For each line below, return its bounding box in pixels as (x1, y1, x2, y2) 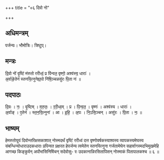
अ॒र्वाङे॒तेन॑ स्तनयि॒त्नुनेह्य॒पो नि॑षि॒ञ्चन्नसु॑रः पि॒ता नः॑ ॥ (5, 76, 81, 82)
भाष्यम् (5, 124, 19, 133)
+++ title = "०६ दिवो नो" (5, 5, 50, 10)
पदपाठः (5, 91, 21, 99)
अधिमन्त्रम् (5, 29, 28, 37)
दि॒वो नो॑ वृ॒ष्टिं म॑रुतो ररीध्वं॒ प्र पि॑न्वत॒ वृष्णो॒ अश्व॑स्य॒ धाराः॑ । (5, 70, 91, 76)
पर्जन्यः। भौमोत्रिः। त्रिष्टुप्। (5, 42, 47, 48)
